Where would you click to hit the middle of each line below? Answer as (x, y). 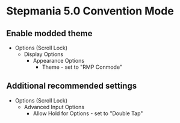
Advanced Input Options (54, 107)
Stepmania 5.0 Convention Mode (90, 11)
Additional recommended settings (72, 86)
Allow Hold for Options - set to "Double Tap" (88, 113)
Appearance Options (59, 61)
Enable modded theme (49, 33)
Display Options (44, 54)
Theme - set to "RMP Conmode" (82, 67)
